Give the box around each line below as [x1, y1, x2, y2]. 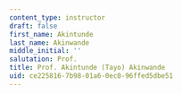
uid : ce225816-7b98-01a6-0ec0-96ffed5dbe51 [9, 72, 174, 81]
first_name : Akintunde [9, 30, 94, 38]
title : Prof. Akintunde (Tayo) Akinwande [9, 64, 166, 73]
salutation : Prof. [9, 55, 78, 64]
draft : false [9, 21, 58, 30]
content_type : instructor [9, 13, 105, 22]
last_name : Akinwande [9, 38, 90, 47]
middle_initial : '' [9, 47, 82, 56]
